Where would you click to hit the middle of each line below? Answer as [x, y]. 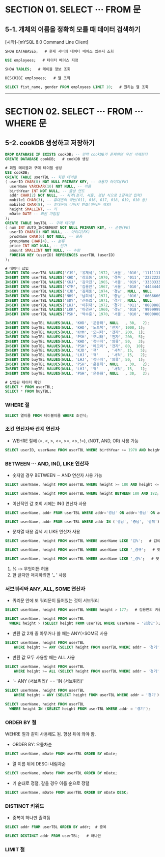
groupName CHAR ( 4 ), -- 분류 [37, 241]
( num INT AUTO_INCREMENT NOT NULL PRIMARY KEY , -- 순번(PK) [68, 227]
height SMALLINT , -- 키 [33, 209]
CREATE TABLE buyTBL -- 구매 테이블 [40, 223]
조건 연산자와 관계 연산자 [32, 429]
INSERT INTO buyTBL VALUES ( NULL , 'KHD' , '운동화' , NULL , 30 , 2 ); [77, 323]
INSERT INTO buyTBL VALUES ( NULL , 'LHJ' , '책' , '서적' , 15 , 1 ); [76, 369]
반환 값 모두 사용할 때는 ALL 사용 [43, 657]
